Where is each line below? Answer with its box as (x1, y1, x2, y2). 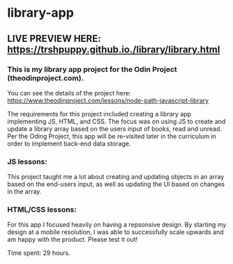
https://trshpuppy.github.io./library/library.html (7, 43, 220, 55)
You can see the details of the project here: (7, 88, 131, 97)
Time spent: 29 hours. (7, 249, 71, 257)
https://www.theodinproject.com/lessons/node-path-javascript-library (7, 96, 209, 104)
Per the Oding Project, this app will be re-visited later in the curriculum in (7, 132, 216, 140)
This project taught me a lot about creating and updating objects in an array (7, 173, 225, 181)
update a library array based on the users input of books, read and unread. (7, 124, 222, 133)
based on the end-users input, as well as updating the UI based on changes (7, 180, 225, 189)
